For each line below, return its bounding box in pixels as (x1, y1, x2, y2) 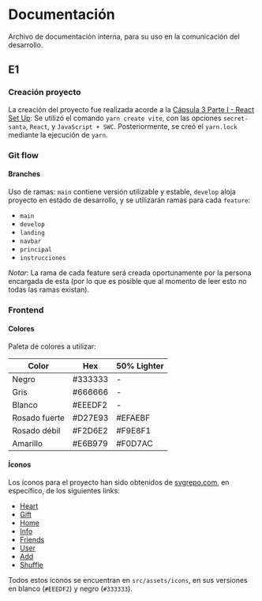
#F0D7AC (115, 437, 154, 448)
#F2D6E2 (72, 425, 109, 436)
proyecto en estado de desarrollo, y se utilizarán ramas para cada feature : (8, 195, 251, 205)
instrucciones (19, 254, 66, 262)
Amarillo (12, 437, 43, 448)
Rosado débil (12, 425, 61, 436)
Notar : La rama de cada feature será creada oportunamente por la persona (8, 267, 252, 278)
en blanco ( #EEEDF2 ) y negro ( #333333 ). (8, 584, 133, 594)
